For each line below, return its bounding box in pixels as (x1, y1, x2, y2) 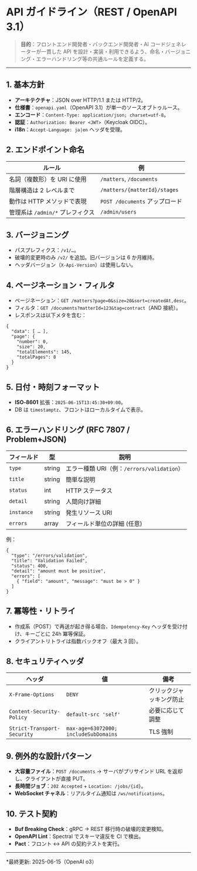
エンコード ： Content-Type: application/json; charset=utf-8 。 (14, 111, 169, 118)
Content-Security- (9, 708, 60, 715)
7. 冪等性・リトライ (6, 606, 76, 616)
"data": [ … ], (11, 329, 49, 335)
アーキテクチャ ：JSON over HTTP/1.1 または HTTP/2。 (14, 96, 147, 104)
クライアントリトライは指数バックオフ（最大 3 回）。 (14, 638, 142, 645)
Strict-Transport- (9, 725, 60, 732)
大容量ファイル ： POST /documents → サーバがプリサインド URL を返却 (14, 768, 183, 775)
